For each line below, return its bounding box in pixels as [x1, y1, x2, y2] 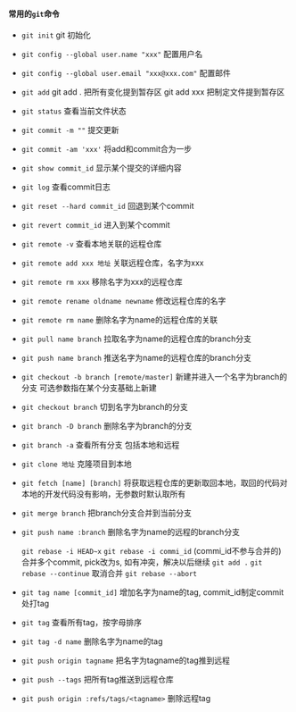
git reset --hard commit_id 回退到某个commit [21, 201, 194, 212]
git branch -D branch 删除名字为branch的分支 [21, 421, 193, 431]
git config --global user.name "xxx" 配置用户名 [21, 49, 203, 60]
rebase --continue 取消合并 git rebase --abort [21, 568, 198, 579]
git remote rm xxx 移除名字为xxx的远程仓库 [21, 277, 184, 288]
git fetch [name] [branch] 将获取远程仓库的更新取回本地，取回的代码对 [21, 478, 288, 489]
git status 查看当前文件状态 [21, 105, 127, 116]
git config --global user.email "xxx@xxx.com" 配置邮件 [21, 68, 231, 79]
